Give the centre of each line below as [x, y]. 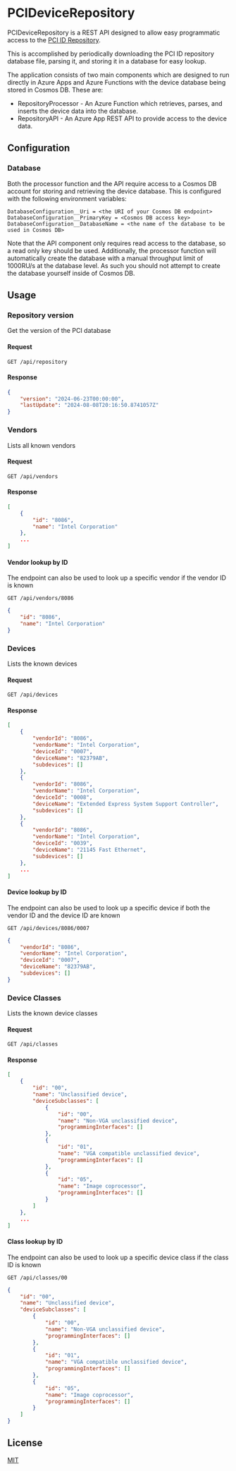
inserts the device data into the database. [78, 111]
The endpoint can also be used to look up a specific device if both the [109, 908]
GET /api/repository [38, 362]
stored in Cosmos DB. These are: [55, 90]
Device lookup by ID [37, 892]
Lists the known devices [42, 664]
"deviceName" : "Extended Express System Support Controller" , [126, 804]
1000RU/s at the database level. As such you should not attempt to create [114, 265]
